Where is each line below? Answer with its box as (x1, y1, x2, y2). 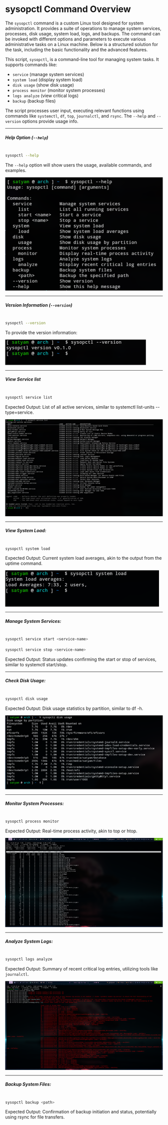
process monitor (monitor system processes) (12, 87, 105, 93)
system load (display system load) (12, 77, 83, 83)
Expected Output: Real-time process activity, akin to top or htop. (5, 828, 137, 834)
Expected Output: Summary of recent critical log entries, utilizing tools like (5, 966, 158, 972)
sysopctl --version (5, 321, 46, 326)
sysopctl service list (5, 395, 52, 400)
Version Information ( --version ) (5, 302, 72, 308)
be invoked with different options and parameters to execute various (5, 36, 146, 42)
